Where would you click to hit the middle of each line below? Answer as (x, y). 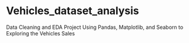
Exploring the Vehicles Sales (41, 33)
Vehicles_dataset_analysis (73, 11)
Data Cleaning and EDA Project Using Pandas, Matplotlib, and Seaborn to (95, 27)
